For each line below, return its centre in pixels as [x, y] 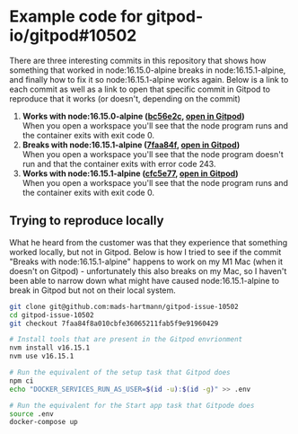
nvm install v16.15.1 [50, 348]
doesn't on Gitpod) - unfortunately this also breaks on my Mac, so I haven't [148, 270]
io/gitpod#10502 [73, 35]
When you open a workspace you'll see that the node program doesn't [153, 154]
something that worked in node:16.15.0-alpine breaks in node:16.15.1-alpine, [148, 70]
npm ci [22, 381]
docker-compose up [44, 422]
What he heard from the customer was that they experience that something [149, 242]
